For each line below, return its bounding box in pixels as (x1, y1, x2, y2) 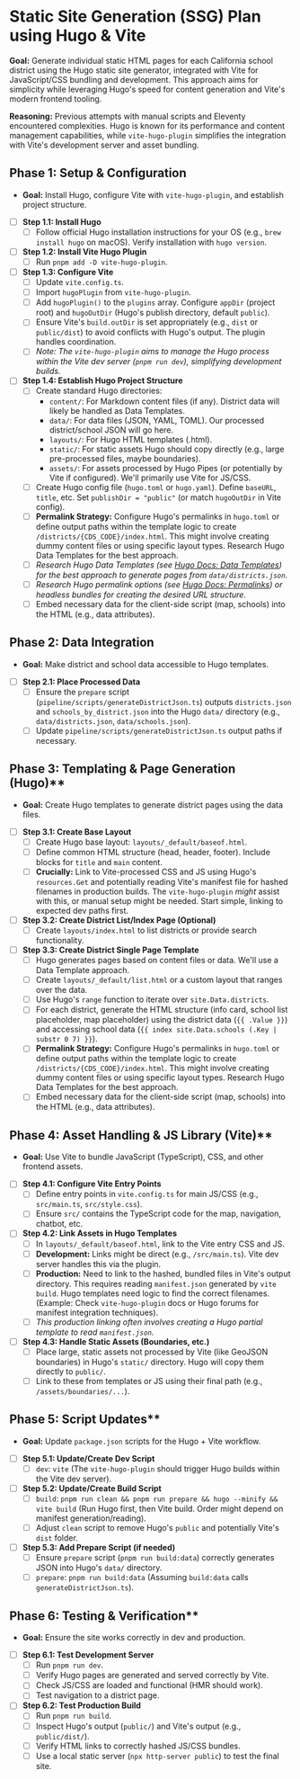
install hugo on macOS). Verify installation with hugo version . (35, 237, 268, 247)
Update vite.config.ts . (35, 277, 124, 288)
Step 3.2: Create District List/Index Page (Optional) (22, 915, 216, 925)
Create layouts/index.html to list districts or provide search (35, 925, 258, 935)
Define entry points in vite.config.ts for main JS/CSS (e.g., (35, 1189, 259, 1200)
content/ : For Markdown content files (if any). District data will (49, 396, 280, 407)
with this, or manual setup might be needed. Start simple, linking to (35, 895, 284, 906)
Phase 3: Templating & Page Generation (9, 762, 236, 777)
